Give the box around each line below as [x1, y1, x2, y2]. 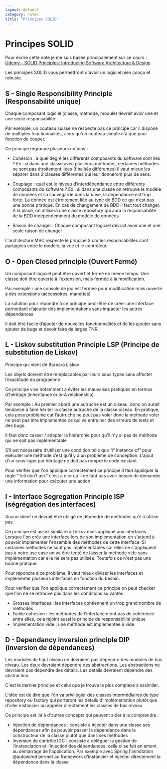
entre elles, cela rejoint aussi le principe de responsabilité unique [12, 616, 146, 622]
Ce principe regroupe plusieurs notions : [5, 146, 88, 152]
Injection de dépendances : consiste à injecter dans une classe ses [12, 722, 151, 728]
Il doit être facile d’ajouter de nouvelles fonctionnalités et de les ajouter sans [5, 321, 162, 327]
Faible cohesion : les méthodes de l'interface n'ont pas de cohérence [12, 610, 155, 617]
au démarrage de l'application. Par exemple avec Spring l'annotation [12, 749, 154, 755]
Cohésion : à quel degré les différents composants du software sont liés [12, 155, 161, 161]
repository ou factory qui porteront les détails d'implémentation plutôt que [5, 697, 158, 703]
